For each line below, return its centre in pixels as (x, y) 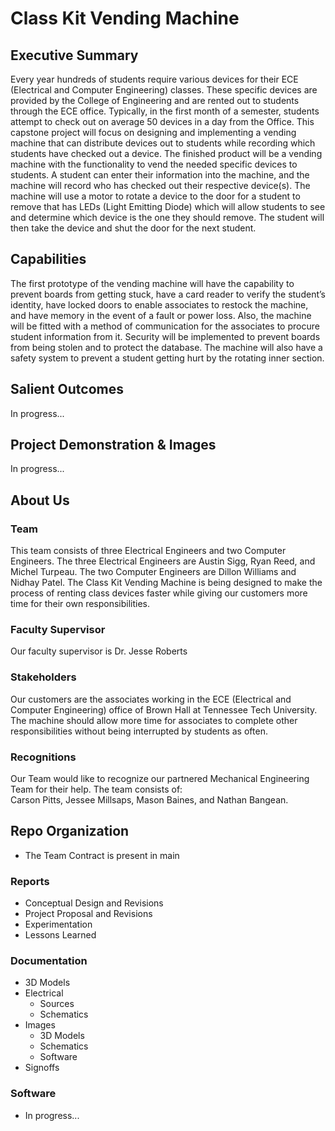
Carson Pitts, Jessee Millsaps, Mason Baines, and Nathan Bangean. (149, 800)
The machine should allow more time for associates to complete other (154, 720)
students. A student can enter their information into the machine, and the (160, 175)
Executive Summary (74, 55)
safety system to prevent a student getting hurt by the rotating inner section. (167, 358)
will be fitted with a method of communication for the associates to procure (165, 326)
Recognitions (43, 757)
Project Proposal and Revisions (88, 914)
